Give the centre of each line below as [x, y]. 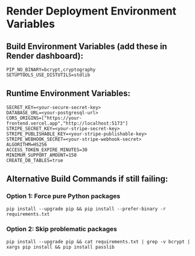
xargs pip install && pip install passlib [60, 247]
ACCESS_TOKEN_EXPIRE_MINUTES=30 [47, 149]
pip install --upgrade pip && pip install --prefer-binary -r [86, 209]
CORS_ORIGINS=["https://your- [44, 118]
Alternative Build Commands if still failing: [87, 179]
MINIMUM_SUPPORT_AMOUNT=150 [42, 155]
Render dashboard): [45, 56]
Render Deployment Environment [91, 11]
